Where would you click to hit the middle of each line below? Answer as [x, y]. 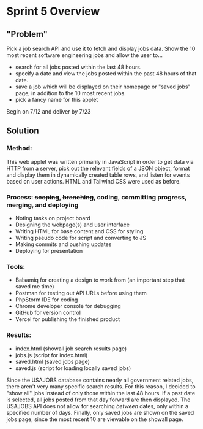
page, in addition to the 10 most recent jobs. [71, 93]
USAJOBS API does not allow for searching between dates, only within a [97, 406]
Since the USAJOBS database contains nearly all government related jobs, [100, 380]
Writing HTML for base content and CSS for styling [79, 231]
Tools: [16, 266]
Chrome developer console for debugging [68, 306]
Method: [19, 149]
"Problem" [27, 34]
